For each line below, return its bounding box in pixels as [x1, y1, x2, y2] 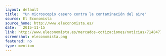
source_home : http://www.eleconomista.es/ [5, 20, 94, 26]
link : [5, 30, 16, 35]
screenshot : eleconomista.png [5, 35, 68, 39]
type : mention [5, 43, 35, 48]
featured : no [5, 39, 32, 44]
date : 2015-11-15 [5, 25, 45, 30]
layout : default [5, 7, 39, 12]
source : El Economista [5, 16, 52, 21]
